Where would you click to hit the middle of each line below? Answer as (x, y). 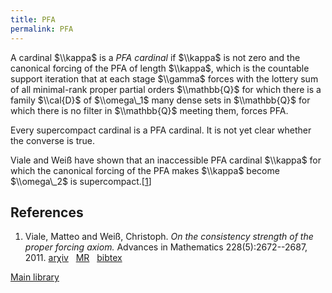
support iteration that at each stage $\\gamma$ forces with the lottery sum (164, 78)
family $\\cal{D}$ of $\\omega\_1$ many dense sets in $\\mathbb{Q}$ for (160, 100)
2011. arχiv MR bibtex (73, 258)
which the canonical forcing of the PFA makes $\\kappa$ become (145, 170)
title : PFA (33, 19)
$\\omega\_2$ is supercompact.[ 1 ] (81, 181)
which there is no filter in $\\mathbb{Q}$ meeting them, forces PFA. (149, 110)
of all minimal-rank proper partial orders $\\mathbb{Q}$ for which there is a (166, 89)
